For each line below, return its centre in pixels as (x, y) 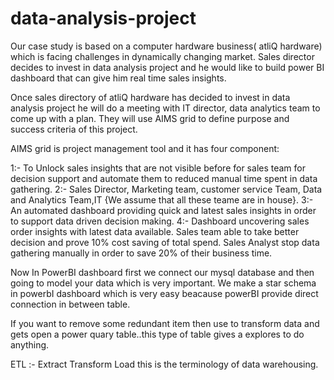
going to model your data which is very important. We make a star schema (163, 283)
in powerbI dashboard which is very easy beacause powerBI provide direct (164, 293)
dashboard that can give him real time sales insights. (118, 78)
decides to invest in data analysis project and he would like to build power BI (167, 67)
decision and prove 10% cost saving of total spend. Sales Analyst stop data (165, 242)
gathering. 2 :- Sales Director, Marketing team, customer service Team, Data (166, 189)
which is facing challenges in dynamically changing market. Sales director (162, 56)
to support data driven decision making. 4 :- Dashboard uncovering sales (160, 221)
